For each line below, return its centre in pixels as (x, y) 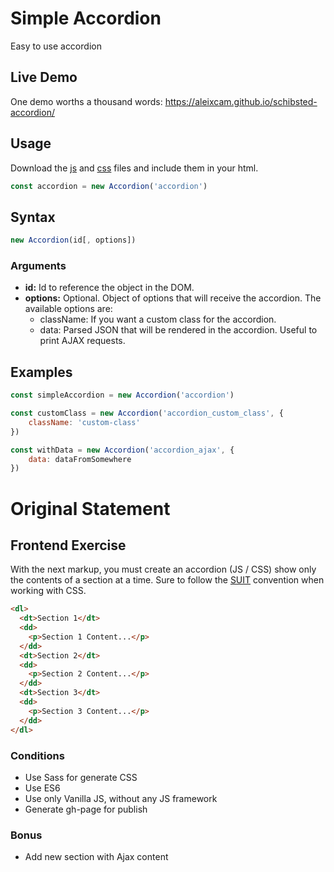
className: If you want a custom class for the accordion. (158, 319)
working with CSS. (48, 591)
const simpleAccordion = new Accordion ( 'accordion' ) (122, 395)
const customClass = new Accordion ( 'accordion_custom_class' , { (147, 413)
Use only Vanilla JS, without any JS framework (121, 798)
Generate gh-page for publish (86, 809)
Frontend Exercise (68, 545)
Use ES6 (42, 788)
